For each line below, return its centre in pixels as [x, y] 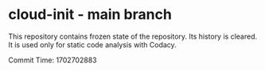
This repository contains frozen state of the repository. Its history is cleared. [132, 36]
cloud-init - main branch [90, 15]
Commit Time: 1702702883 [53, 60]
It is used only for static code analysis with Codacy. [92, 44]
